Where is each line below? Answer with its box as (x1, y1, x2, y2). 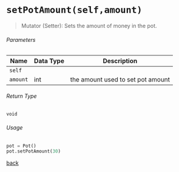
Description (103, 57, 138, 65)
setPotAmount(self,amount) (6, 4, 143, 16)
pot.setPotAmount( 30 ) (6, 148, 61, 154)
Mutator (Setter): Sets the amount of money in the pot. (21, 22, 157, 29)
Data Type (34, 57, 65, 65)
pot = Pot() (6, 143, 36, 149)
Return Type (6, 92, 38, 100)
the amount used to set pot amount (70, 75, 171, 84)
